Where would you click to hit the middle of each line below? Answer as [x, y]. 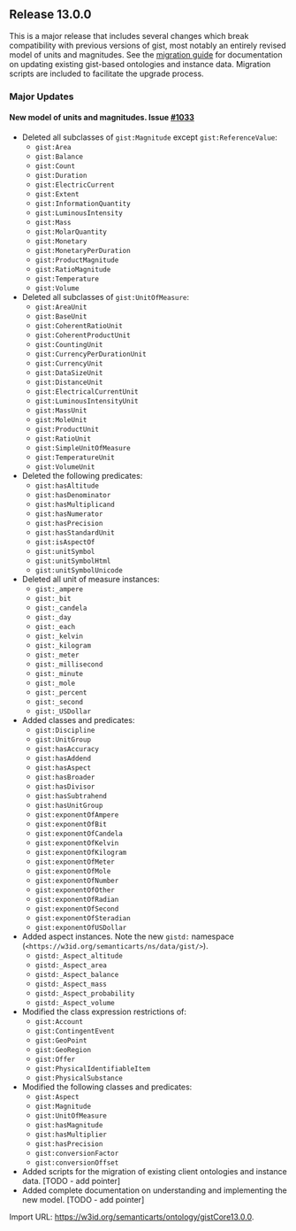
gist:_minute [59, 673]
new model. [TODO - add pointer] [83, 1199]
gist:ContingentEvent [75, 1031]
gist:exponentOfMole [73, 871]
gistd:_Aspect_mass [71, 984]
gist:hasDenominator [73, 495]
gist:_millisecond [69, 664]
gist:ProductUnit [67, 429]
